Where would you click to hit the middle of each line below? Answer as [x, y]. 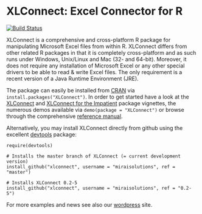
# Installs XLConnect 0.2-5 [42, 183]
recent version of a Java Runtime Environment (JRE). [72, 78]
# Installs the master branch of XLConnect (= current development [94, 156]
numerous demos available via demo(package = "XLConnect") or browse [95, 109]
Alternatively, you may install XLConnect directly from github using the [95, 128]
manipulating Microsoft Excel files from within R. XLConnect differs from [97, 46]
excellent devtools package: [42, 134]
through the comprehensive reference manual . [64, 116]
